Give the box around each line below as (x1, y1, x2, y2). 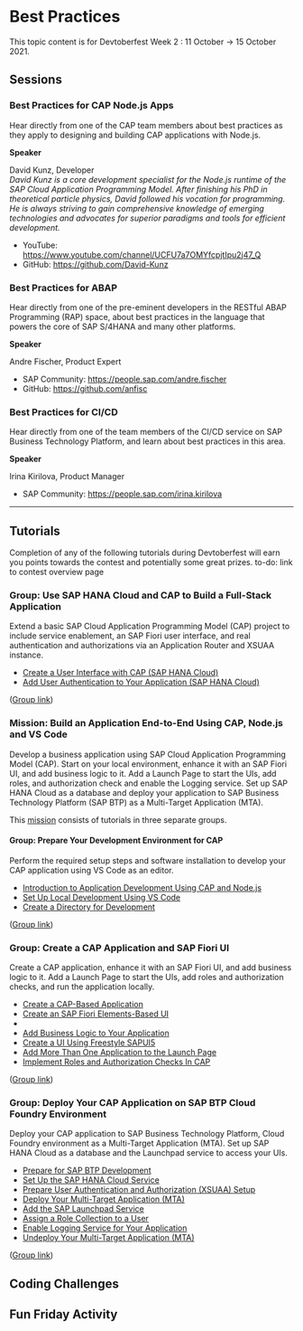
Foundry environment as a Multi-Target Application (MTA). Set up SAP (9, 1137, 270, 1149)
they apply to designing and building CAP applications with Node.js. (9, 129, 262, 140)
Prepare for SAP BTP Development (22, 1165, 151, 1176)
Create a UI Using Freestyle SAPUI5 (22, 1037, 156, 1048)
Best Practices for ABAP (9, 281, 118, 294)
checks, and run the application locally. (9, 981, 155, 992)
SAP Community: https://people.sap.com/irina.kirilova (22, 488, 223, 499)
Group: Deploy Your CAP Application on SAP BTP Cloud (9, 1097, 256, 1109)
